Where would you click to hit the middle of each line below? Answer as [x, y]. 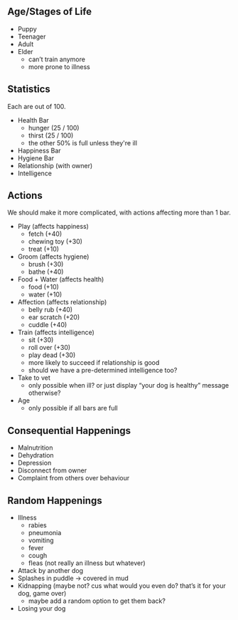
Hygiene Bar [36, 158]
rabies [38, 525]
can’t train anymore [56, 59]
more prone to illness [59, 66]
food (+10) [43, 287]
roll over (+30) [49, 348]
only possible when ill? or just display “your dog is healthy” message [129, 386]
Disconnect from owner [52, 470]
